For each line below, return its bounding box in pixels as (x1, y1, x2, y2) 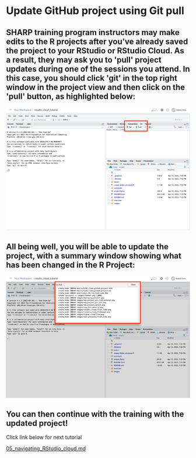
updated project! (6, 418, 68, 428)
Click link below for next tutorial (6, 434, 82, 441)
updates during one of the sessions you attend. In (6, 64, 191, 74)
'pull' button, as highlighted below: (6, 91, 136, 101)
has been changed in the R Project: (6, 260, 135, 270)
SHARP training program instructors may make (6, 27, 180, 37)
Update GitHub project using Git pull (6, 4, 185, 18)
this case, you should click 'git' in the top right (6, 73, 178, 83)
